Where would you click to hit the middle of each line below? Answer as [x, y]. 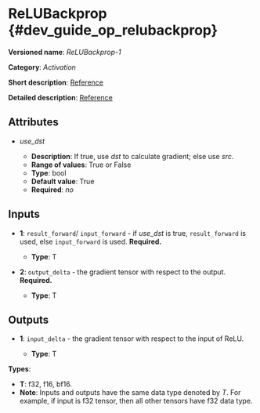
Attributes [33, 122]
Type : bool [49, 172]
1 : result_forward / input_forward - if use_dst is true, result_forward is [133, 233]
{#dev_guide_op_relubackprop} [113, 30]
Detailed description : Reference [61, 97]
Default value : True [63, 181]
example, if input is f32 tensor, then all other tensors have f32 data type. [136, 401]
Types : [20, 369]
